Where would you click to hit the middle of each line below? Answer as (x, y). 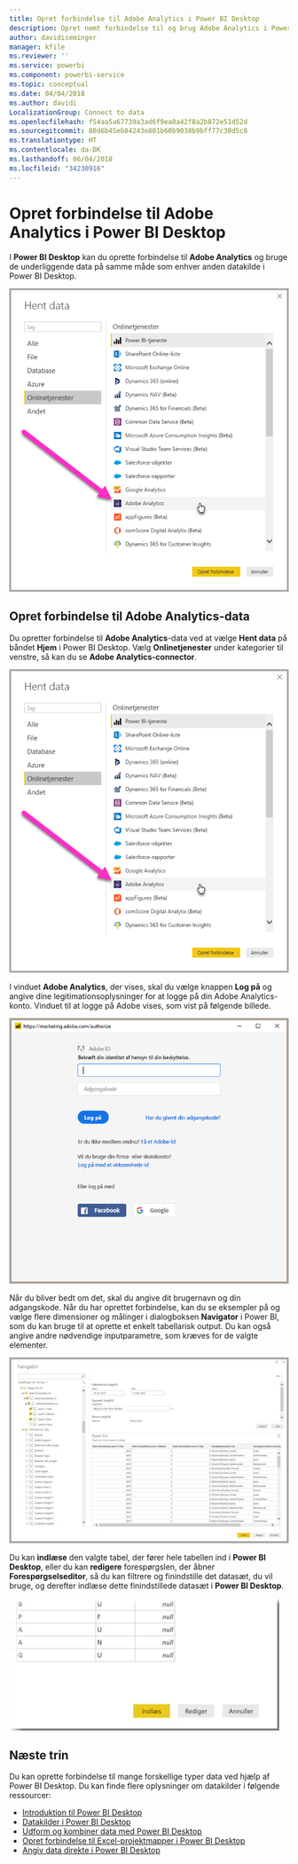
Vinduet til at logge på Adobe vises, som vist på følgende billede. (153, 1005)
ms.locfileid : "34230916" (57, 169)
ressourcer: (30, 1796)
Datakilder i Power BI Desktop (76, 1822)
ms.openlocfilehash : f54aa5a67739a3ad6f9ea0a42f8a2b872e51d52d (129, 122)
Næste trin (39, 1755)
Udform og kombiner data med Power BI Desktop (112, 1831)
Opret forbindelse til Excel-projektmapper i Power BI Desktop (133, 1841)
